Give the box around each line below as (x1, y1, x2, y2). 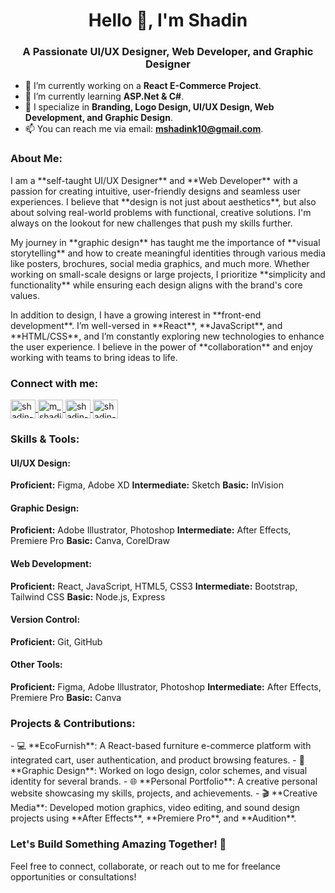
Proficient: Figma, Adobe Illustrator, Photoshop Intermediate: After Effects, (10, 681, 322, 693)
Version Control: (10, 614, 81, 626)
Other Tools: (10, 659, 63, 671)
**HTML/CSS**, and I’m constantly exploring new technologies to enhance (10, 330, 325, 342)
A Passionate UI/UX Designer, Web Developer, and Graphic (22, 45, 314, 59)
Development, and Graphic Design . (24, 112, 173, 124)
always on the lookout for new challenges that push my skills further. (10, 217, 293, 229)
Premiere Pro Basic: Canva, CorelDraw (10, 535, 171, 547)
